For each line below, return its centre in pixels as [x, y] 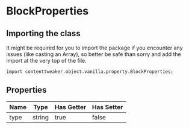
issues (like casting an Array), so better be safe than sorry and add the [94, 54]
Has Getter [70, 107]
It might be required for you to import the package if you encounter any [94, 48]
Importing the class [43, 33]
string [41, 117]
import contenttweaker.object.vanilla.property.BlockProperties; [90, 72]
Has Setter [108, 107]
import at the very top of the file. [46, 61]
